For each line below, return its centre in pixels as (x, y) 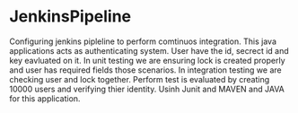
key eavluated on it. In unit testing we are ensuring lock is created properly (147, 60)
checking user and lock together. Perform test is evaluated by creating (140, 79)
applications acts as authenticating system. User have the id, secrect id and (149, 50)
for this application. (45, 98)
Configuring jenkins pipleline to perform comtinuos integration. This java (143, 41)
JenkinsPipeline (70, 17)
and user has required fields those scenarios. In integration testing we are (145, 70)
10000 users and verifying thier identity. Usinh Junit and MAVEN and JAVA (147, 89)
